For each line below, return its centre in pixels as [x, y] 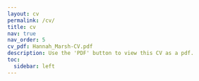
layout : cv [23, 14]
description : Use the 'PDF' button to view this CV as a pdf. [101, 54]
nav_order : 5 [26, 40]
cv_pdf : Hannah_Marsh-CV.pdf [50, 46]
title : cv [22, 27]
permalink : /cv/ [31, 20]
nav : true [22, 33]
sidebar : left [34, 66]
